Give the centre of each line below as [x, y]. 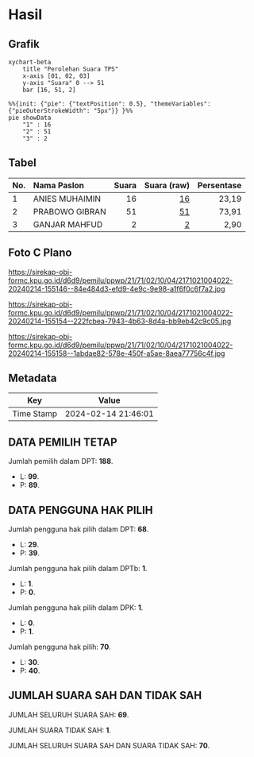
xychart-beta [30, 62]
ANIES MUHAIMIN [67, 199]
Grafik [24, 44]
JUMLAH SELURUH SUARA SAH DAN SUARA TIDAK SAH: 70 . [109, 745]
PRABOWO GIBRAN [69, 211]
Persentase [219, 185]
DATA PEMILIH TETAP [63, 442]
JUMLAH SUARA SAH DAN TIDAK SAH [105, 695]
